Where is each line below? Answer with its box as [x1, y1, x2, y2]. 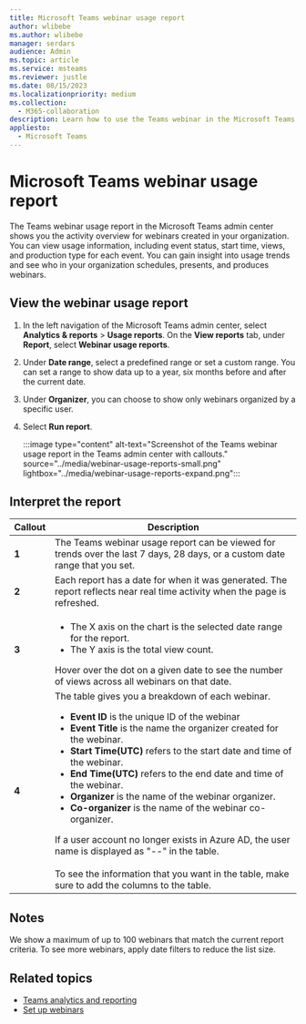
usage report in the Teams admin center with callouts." [22, 448, 229, 459]
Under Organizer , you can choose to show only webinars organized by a [22, 394, 296, 404]
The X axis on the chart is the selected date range [69, 620, 283, 633]
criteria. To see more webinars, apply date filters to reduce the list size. [9, 944, 276, 955]
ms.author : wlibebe [9, 30, 84, 39]
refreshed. [54, 597, 99, 609]
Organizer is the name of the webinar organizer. [69, 790, 276, 803]
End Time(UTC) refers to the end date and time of [69, 767, 284, 780]
